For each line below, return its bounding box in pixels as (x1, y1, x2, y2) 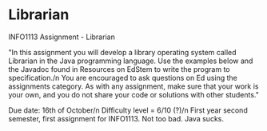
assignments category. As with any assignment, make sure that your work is (8, 81, 259, 91)
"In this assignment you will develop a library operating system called (8, 47, 237, 57)
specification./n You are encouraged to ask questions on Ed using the (8, 73, 237, 82)
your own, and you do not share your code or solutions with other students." (8, 89, 260, 99)
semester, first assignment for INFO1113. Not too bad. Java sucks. (8, 113, 224, 123)
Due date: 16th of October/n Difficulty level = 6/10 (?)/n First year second (8, 105, 248, 115)
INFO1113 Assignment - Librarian (8, 32, 116, 42)
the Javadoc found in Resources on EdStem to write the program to (8, 64, 230, 73)
